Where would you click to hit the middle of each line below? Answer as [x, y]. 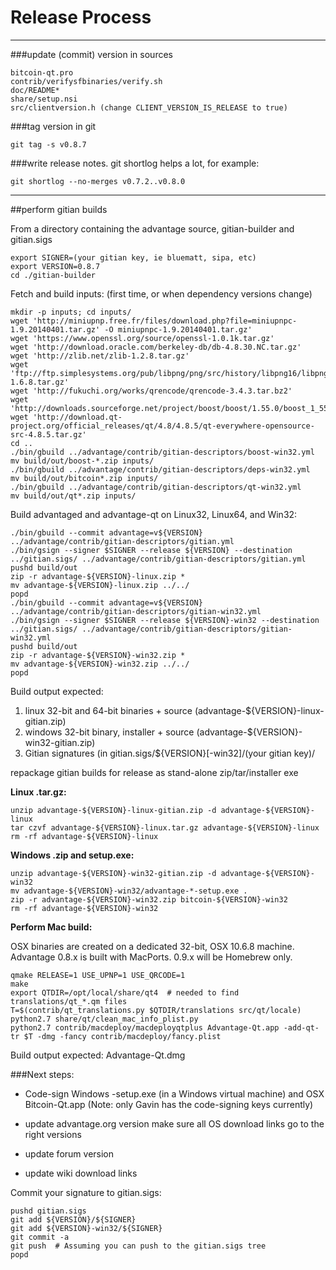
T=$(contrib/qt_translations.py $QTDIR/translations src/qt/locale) [156, 1010]
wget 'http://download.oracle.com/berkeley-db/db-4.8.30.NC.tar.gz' [156, 347]
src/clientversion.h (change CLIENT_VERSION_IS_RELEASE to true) [149, 107]
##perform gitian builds [59, 209]
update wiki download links [81, 1173]
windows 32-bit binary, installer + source [109, 732]
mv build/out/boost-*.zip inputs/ [82, 461]
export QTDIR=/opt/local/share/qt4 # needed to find [125, 992]
